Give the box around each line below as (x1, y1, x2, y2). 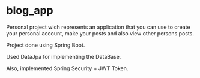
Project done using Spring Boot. (6, 41, 85, 49)
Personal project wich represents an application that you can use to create (6, 23, 190, 31)
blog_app (6, 4, 53, 17)
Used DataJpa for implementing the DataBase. (6, 53, 121, 60)
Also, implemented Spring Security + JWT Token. (6, 64, 129, 72)
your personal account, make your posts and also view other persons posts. (6, 29, 194, 37)
